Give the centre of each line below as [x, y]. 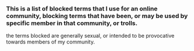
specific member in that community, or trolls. [72, 23]
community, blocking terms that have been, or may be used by [97, 16]
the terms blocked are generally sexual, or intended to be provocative [90, 36]
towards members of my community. [51, 42]
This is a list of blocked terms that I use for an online [82, 9]
